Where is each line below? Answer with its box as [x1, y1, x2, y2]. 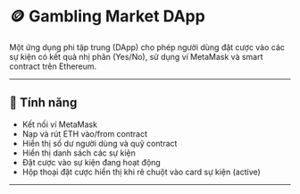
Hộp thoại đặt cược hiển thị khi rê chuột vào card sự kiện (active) [21, 166, 261, 177]
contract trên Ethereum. [9, 61, 97, 72]
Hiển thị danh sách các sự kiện [21, 148, 136, 158]
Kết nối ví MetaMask [21, 119, 98, 130]
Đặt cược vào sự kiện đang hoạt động [21, 156, 161, 167]
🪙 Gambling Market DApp [9, 6, 205, 27]
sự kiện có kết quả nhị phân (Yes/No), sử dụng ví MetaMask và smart [9, 51, 263, 62]
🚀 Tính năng [9, 95, 78, 111]
